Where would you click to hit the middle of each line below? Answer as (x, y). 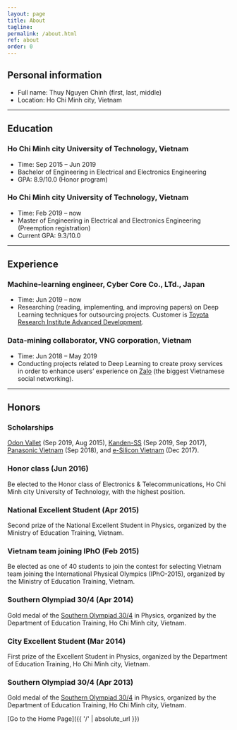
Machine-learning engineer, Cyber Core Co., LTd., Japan (106, 285)
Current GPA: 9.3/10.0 (49, 235)
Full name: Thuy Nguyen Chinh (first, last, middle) (90, 92)
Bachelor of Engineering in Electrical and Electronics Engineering (112, 172)
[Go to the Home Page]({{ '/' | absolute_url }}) (73, 719)
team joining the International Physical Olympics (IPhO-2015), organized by (116, 574)
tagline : (20, 27)
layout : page (26, 14)
